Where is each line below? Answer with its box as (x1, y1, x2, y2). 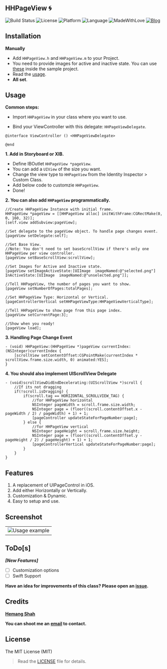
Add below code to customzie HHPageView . (12, 182, 99, 188)
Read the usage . (12, 71, 47, 77)
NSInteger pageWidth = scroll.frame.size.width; (32, 402, 136, 408)
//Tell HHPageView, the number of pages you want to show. (5, 281, 131, 287)
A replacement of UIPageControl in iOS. (12, 482, 94, 488)
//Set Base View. (5, 242, 42, 247)
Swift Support (12, 572, 41, 579)
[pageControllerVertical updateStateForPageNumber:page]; (32, 442, 156, 447)
